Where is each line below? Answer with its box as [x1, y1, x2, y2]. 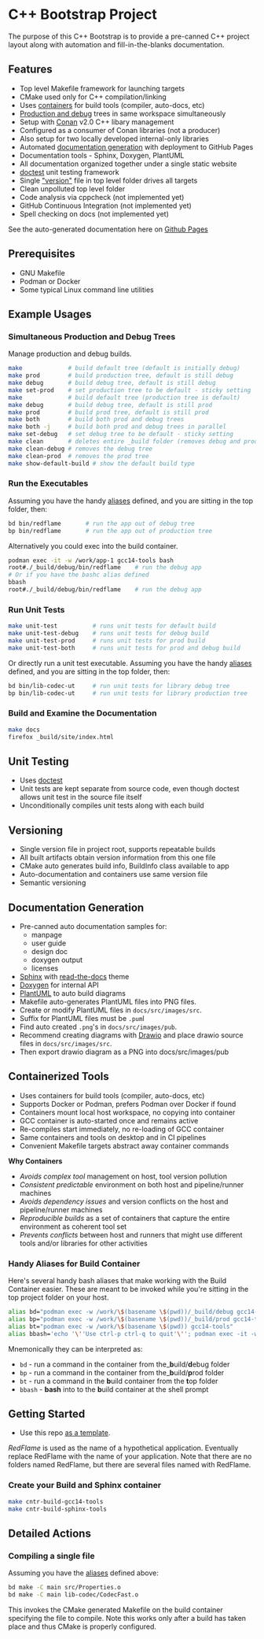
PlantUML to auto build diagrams [19, 988, 126, 997]
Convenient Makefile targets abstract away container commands [19, 1141, 229, 1150]
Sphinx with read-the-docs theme [19, 971, 130, 981]
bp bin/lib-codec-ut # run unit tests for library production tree [8, 689, 247, 697]
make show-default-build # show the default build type [8, 459, 195, 468]
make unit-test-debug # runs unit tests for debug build [8, 630, 210, 638]
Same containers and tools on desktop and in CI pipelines [19, 1132, 207, 1142]
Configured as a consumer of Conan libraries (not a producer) [19, 125, 221, 135]
